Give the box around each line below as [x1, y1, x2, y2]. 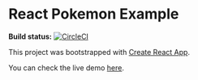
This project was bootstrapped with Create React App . [8, 47, 191, 57]
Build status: [8, 32, 53, 41]
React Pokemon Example [8, 5, 179, 23]
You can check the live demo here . [8, 62, 124, 73]
